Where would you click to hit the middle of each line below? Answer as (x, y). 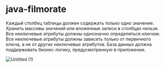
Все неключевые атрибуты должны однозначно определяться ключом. (83, 33)
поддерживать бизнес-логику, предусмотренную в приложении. (76, 49)
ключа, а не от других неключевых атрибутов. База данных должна (79, 44)
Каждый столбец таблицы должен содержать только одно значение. (80, 23)
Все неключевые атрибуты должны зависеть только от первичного (78, 39)
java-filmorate (36, 9)
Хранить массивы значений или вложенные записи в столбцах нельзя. (82, 28)
